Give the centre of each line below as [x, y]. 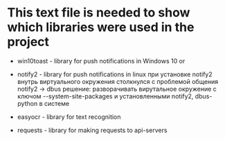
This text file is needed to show [99, 13]
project [28, 42]
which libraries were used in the [101, 27]
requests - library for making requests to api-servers [92, 130]
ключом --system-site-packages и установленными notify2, [105, 96]
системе [57, 103]
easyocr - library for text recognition [69, 117]
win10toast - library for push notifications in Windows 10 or [101, 61]
